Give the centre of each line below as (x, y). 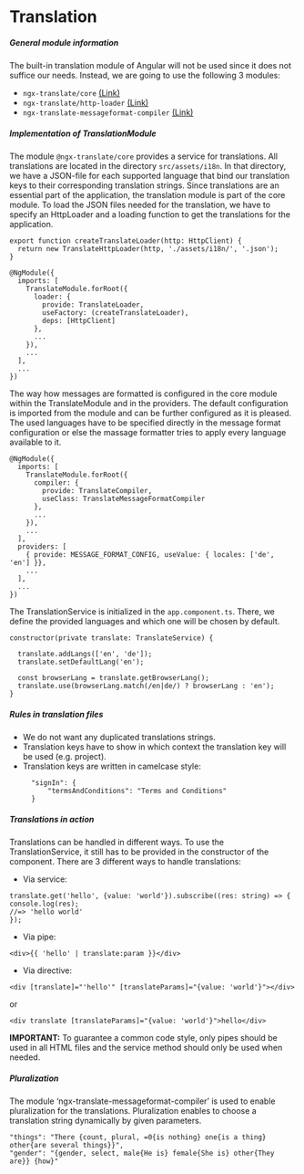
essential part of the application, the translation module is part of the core (147, 195)
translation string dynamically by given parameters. (106, 1121)
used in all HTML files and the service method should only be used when (146, 1048)
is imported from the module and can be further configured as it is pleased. (151, 414)
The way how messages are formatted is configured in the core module (143, 393)
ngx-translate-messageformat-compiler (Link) (108, 112)
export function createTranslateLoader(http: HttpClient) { (126, 241)
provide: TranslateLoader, (93, 305)
